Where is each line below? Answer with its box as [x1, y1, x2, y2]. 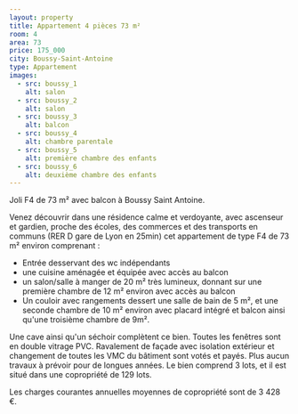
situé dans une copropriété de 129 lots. [9, 369, 153, 380]
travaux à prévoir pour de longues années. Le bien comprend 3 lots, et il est [9, 360, 286, 370]
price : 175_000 [9, 46, 66, 55]
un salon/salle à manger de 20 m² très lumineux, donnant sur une [21, 277, 262, 288]
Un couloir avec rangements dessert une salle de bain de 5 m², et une [21, 296, 278, 306]
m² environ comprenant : [9, 240, 101, 251]
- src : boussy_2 [17, 95, 77, 105]
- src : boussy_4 [17, 129, 77, 138]
